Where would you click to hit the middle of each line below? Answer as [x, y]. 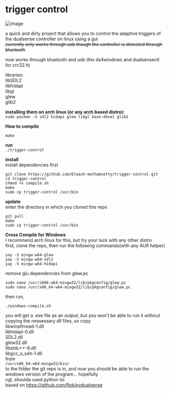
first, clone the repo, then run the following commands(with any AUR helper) [85, 245]
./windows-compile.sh [28, 306]
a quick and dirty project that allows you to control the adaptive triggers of [83, 33]
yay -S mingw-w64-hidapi [32, 264]
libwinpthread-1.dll [25, 326]
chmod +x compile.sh [27, 183]
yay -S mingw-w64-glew [29, 255]
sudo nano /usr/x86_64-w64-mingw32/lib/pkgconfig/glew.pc [68, 287]
